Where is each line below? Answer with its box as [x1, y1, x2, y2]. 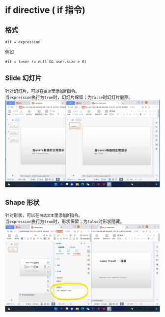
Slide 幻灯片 [5, 74, 42, 82]
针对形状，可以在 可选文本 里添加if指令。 [5, 212, 83, 218]
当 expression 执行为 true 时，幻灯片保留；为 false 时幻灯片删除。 [5, 94, 134, 100]
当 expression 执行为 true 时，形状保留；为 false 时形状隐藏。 [5, 218, 125, 224]
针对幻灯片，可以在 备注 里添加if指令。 [5, 88, 80, 94]
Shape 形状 [5, 198, 40, 207]
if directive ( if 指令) [5, 4, 86, 16]
